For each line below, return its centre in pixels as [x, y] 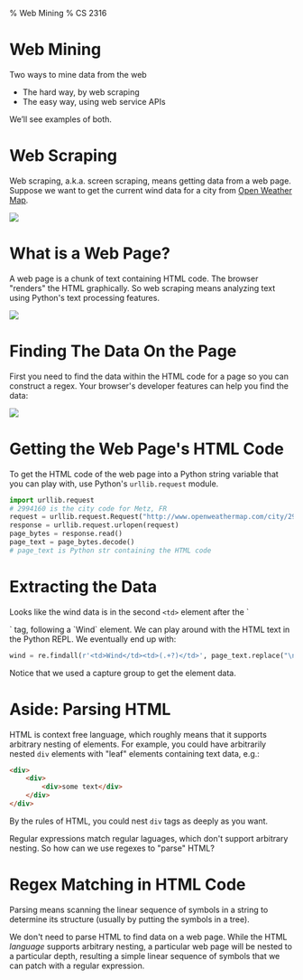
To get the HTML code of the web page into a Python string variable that [144, 474]
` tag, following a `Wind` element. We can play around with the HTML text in [150, 629]
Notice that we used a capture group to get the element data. [123, 673]
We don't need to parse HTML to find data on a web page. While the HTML [148, 937]
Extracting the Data [83, 587]
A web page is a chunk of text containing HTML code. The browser [134, 278]
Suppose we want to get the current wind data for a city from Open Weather [151, 190]
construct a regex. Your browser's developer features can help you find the [149, 386]
